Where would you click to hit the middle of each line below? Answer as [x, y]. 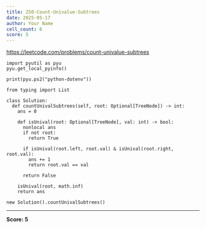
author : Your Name [30, 23]
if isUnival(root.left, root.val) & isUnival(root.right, [98, 149]
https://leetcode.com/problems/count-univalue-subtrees [78, 52]
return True [44, 138]
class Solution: [27, 101]
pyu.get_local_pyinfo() [37, 69]
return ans [31, 192]
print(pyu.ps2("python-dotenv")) [49, 79]
